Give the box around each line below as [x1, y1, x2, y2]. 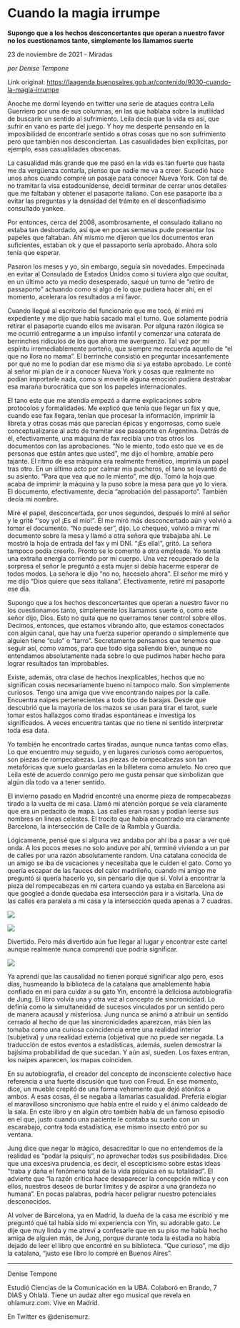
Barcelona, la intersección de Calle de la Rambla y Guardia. [7, 822, 181, 830]
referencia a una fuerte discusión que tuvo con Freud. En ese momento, [7, 1077, 219, 1085]
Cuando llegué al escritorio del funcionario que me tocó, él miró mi [7, 306, 204, 315]
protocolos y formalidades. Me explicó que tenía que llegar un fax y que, [7, 404, 221, 412]
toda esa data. [7, 726, 50, 734]
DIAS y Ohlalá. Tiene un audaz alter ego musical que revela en [7, 1291, 191, 1299]
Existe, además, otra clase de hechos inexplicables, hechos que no [7, 673, 205, 682]
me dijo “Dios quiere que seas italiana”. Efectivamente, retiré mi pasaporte [7, 576, 225, 585]
